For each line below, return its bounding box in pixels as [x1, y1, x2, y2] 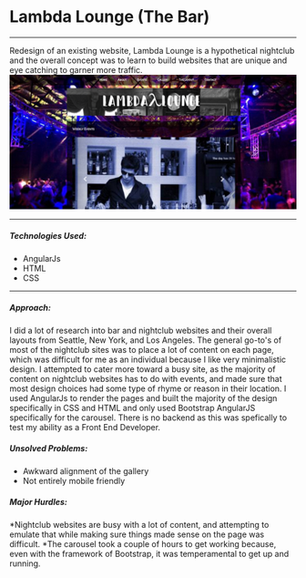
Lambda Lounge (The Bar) [9, 6, 210, 27]
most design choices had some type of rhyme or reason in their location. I [9, 383, 287, 394]
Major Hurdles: [9, 496, 68, 507]
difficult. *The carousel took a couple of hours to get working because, [9, 539, 277, 550]
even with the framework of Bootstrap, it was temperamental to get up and [9, 549, 290, 560]
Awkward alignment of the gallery [22, 466, 149, 477]
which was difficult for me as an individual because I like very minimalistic [9, 354, 287, 366]
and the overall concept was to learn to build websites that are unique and [9, 55, 288, 66]
